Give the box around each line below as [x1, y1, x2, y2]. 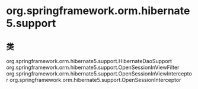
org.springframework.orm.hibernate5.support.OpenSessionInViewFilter [6, 64, 180, 71]
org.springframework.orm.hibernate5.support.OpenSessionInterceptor [9, 77, 181, 83]
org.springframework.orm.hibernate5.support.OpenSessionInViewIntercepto [6, 70, 193, 77]
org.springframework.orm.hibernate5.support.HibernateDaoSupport [6, 58, 173, 64]
